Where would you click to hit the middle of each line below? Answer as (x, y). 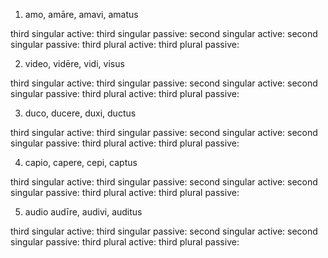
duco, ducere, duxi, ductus (80, 113)
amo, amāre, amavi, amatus (81, 14)
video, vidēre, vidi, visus (74, 63)
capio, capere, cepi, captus (81, 162)
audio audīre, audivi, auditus (83, 212)
